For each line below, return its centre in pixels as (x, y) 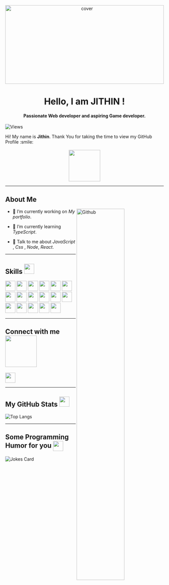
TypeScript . (24, 232)
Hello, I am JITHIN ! (84, 101)
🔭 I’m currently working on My (44, 211)
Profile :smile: (19, 142)
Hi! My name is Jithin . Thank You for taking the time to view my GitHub (79, 137)
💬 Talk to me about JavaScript (44, 242)
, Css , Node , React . (33, 247)
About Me (21, 199)
